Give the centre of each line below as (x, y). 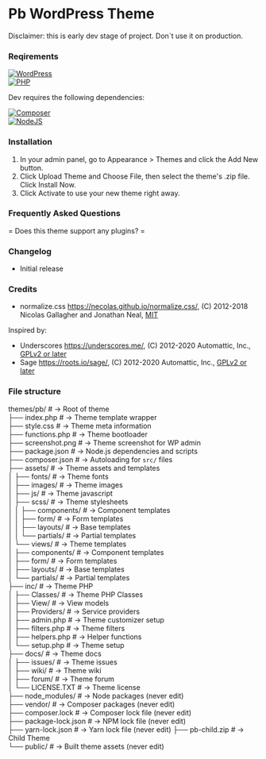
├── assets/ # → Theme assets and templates (84, 468)
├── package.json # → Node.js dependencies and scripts (103, 451)
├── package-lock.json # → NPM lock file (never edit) (97, 721)
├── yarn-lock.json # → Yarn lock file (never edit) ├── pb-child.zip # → (126, 729)
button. (31, 168)
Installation (31, 142)
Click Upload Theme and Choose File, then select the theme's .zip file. (135, 176)
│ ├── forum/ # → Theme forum (62, 679)
